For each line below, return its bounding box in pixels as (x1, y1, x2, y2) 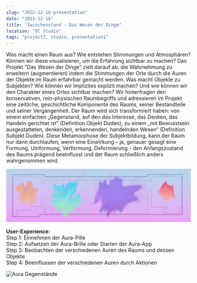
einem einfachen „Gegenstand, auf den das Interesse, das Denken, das (6, 113, 178, 120)
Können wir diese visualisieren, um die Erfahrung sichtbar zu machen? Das (6, 58, 187, 65)
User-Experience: (6, 228, 50, 235)
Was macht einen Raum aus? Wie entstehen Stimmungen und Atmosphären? (6, 51, 191, 58)
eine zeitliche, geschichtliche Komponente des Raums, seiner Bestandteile (6, 101, 186, 108)
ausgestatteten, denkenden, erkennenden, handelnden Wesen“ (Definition (6, 126, 185, 133)
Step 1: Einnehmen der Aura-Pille (6, 234, 86, 241)
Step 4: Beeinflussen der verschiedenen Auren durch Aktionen (6, 259, 157, 267)
